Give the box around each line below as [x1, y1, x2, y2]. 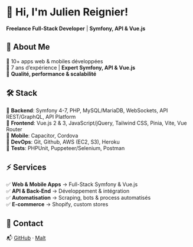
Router [6, 125, 22, 132]
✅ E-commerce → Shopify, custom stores [6, 201, 109, 208]
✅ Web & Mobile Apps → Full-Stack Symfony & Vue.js [6, 181, 138, 188]
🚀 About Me [6, 42, 50, 52]
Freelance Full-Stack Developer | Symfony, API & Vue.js [6, 25, 146, 32]
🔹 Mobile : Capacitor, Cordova [6, 132, 78, 139]
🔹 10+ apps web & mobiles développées [6, 57, 103, 64]
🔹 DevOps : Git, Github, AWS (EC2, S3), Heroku [6, 138, 120, 145]
